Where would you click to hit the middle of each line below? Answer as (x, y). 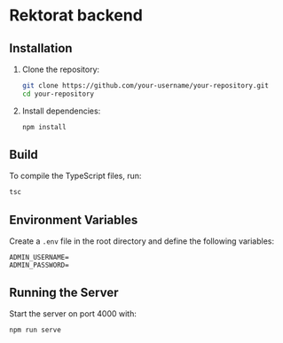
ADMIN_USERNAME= (39, 258)
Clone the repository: (61, 69)
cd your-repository (58, 94)
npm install (44, 127)
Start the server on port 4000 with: (73, 313)
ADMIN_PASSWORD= (39, 265)
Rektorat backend (76, 16)
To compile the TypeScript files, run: (75, 176)
